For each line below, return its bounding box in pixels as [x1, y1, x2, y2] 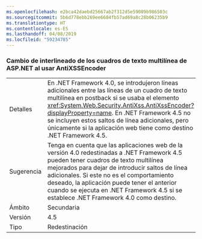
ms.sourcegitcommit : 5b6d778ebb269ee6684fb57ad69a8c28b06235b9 [6, 14, 168, 20]
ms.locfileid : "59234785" [6, 37, 71, 43]
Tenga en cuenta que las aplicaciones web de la [47, 141, 183, 150]
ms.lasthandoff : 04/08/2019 [6, 31, 77, 37]
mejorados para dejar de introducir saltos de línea [47, 163, 188, 172]
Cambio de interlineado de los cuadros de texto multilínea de [6, 56, 188, 65]
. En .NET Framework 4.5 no [111, 109, 191, 117]
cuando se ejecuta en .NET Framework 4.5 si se [47, 186, 183, 195]
